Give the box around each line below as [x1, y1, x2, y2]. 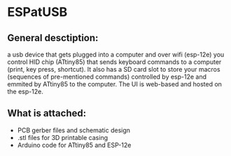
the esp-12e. [7, 88, 43, 95]
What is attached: [7, 107, 86, 119]
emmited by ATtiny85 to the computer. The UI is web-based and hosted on [7, 80, 223, 88]
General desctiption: [7, 32, 99, 44]
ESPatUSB [7, 4, 68, 20]
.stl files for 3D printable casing [17, 133, 108, 141]
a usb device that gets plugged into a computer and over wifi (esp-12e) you [7, 50, 225, 58]
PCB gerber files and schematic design [17, 126, 131, 134]
